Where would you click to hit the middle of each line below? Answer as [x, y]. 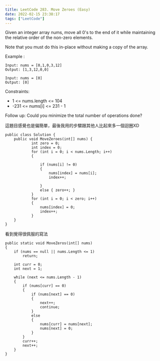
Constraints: [17, 92]
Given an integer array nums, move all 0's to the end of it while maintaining [80, 33]
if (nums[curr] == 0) [45, 286]
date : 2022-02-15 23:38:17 [32, 14]
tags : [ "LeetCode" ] [25, 19]
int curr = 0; [28, 265]
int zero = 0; [45, 143]
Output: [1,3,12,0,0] [27, 70]
